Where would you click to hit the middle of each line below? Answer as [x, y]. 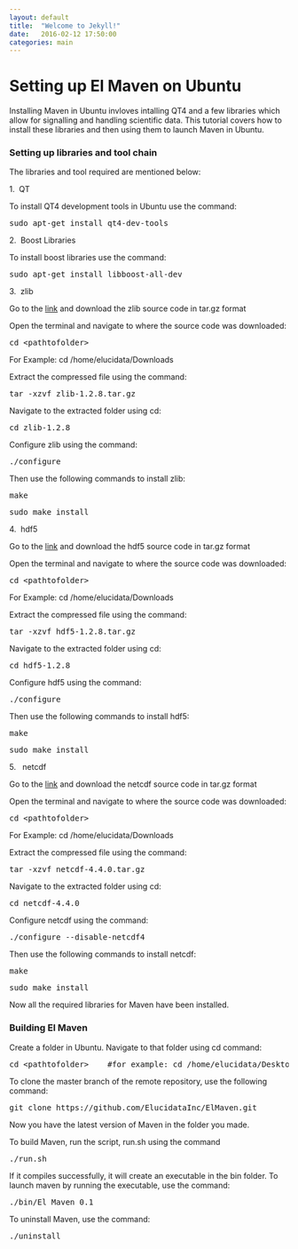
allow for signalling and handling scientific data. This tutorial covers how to [145, 120]
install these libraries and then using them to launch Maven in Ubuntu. [137, 130]
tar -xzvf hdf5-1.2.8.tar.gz [72, 632]
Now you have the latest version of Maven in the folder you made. [129, 1125]
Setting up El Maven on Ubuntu [125, 86]
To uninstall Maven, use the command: [80, 1219]
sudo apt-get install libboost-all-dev [96, 275]
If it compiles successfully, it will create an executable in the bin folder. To [144, 1175]
